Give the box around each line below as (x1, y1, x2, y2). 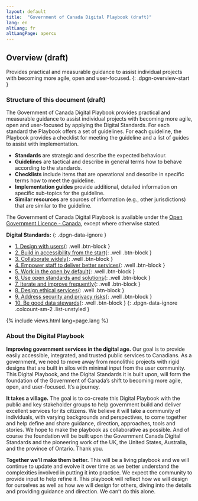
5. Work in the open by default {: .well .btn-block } (14, 268, 135, 275)
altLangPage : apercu (6, 31, 57, 37)
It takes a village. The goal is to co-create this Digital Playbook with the (6, 395, 180, 402)
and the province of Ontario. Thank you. (6, 445, 103, 452)
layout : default (6, 8, 46, 15)
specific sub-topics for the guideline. (14, 190, 105, 197)
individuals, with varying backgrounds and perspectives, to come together (6, 413, 187, 421)
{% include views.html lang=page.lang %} (6, 317, 109, 324)
